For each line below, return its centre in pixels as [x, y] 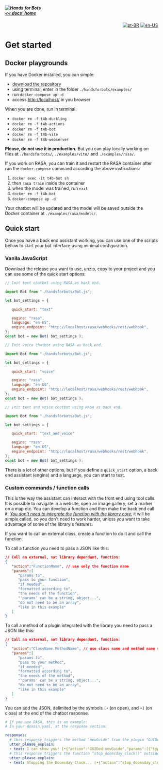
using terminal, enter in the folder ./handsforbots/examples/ [72, 89]
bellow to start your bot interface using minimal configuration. [67, 245]
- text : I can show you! [34, 749]
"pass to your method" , [42, 662]
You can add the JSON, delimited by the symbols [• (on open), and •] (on [79, 708]
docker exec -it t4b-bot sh [40, 178]
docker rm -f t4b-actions [38, 124]
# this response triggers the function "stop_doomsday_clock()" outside [84, 753]
